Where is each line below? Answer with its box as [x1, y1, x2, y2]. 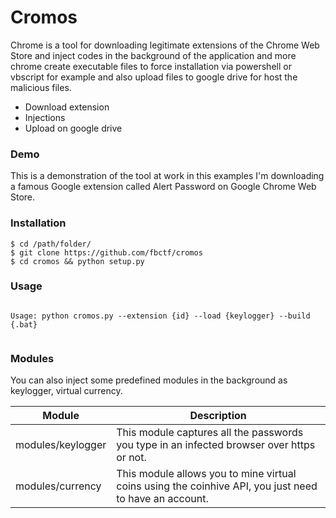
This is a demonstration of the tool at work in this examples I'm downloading [10, 170, 325, 182]
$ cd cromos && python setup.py [10, 256, 145, 266]
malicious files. [10, 81, 72, 93]
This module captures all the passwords [116, 426, 304, 440]
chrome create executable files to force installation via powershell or [10, 60, 292, 72]
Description [189, 409, 247, 423]
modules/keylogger [15, 438, 107, 452]
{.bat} [10, 319, 38, 330]
